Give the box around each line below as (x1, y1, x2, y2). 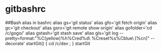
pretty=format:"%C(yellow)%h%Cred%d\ (5, 35, 91, 41)
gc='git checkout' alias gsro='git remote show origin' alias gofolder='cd (5, 25, 152, 30)
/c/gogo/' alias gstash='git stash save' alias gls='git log (5, 30, 119, 36)
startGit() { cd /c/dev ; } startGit (25, 40, 91, 46)
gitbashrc (5, 3, 46, 15)
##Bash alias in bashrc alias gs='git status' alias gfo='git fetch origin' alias (5, 20, 158, 25)
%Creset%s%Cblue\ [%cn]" (91, 35, 150, 41)
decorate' (5, 40, 25, 46)
